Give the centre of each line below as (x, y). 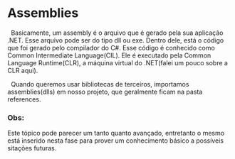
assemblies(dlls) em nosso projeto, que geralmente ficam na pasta (105, 92)
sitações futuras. (32, 148)
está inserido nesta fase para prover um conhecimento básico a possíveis (116, 141)
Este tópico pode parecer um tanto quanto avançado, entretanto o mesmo (116, 133)
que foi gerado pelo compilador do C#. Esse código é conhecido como (111, 48)
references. (24, 99)
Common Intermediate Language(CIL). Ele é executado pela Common (109, 55)
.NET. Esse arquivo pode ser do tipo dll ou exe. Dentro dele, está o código (116, 40)
